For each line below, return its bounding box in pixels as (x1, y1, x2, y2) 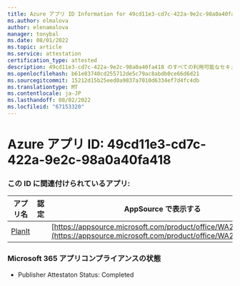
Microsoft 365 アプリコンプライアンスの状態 (7, 254, 161, 264)
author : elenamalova (7, 24, 69, 31)
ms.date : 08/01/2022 (7, 37, 69, 44)
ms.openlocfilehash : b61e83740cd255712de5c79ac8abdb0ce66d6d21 (7, 70, 200, 77)
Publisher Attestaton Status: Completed (17, 270, 134, 279)
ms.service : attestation (7, 51, 81, 58)
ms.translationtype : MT (7, 83, 79, 91)
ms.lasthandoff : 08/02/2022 (7, 97, 91, 104)
